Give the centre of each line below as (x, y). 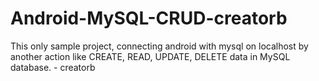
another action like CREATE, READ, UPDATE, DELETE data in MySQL (150, 56)
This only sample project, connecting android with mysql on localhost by (159, 46)
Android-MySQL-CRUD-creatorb (149, 18)
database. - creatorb (53, 67)
